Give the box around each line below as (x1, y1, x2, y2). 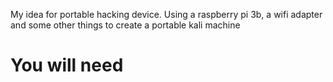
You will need (10, 54, 124, 77)
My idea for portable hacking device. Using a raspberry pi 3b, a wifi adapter (10, 9, 323, 20)
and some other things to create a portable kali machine (10, 19, 241, 31)
